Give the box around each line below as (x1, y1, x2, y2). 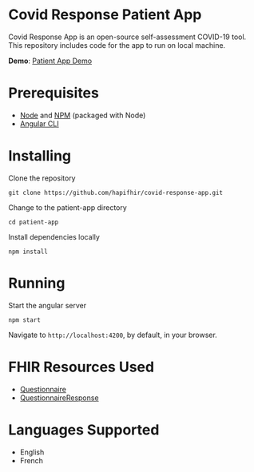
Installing (8, 147, 72, 165)
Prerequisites (8, 84, 100, 102)
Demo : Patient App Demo (8, 56, 93, 65)
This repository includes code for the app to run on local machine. (8, 40, 226, 50)
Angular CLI (19, 118, 59, 129)
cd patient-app (8, 218, 59, 226)
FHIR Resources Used (8, 358, 154, 376)
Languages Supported (8, 421, 160, 438)
